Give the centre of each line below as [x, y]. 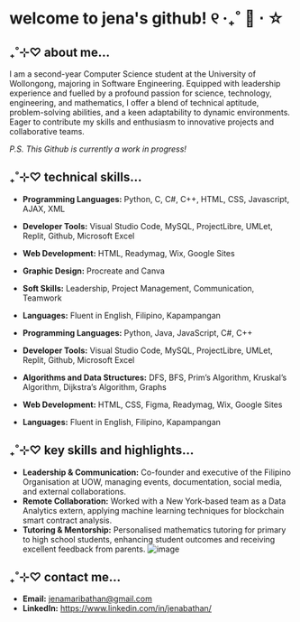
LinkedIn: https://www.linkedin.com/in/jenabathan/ [117, 608]
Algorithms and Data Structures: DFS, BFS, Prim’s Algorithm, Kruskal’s [155, 377]
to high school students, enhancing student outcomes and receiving [149, 539]
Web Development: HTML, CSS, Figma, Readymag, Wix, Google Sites [152, 404]
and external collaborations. [74, 491]
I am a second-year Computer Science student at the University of [133, 74]
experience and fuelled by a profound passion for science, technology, [141, 93]
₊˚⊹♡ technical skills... [76, 177]
